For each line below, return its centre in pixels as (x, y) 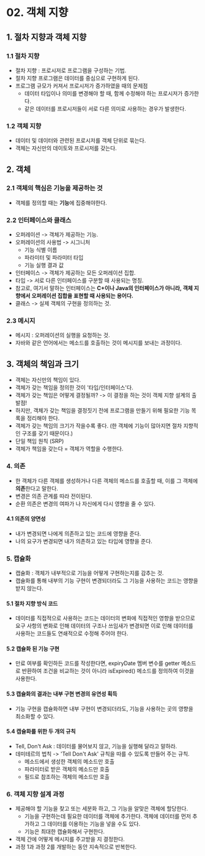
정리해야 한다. (43, 418)
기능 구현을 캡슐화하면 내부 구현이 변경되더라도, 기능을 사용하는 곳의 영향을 (104, 709)
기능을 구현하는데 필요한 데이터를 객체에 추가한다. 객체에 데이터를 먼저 (108, 816)
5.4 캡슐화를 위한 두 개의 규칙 (41, 731)
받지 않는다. (29, 589)
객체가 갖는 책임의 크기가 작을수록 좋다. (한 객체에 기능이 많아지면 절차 (99, 426)
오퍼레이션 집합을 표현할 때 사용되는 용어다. (82, 296)
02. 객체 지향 (37, 13)
